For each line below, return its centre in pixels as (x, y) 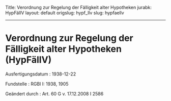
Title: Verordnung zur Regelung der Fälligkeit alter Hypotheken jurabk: (78, 7)
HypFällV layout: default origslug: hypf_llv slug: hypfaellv (65, 13)
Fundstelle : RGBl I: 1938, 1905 (37, 84)
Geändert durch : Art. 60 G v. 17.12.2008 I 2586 (54, 93)
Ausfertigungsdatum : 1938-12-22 (41, 74)
